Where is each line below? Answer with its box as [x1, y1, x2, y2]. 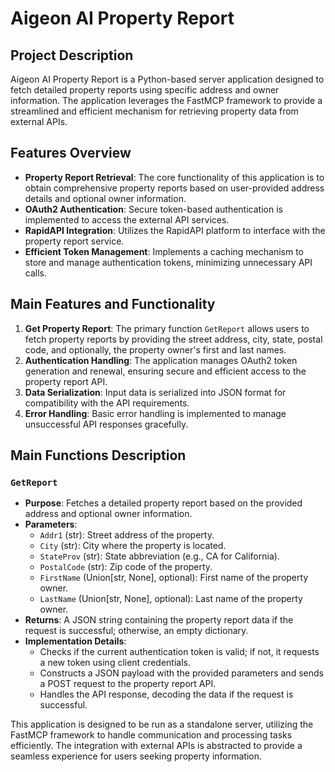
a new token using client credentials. [39, 657, 191, 669]
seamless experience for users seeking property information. [10, 750, 263, 762]
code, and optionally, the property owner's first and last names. [24, 343, 287, 356]
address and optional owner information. [24, 508, 193, 520]
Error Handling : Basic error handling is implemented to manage [24, 407, 287, 419]
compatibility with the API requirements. [24, 397, 190, 409]
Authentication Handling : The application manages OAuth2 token [24, 354, 298, 366]
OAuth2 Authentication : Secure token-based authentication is [24, 203, 283, 215]
